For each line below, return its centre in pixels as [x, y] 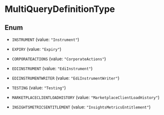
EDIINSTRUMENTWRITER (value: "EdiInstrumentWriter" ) [66, 78]
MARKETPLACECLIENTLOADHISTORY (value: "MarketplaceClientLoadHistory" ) [86, 97]
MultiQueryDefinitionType [60, 9]
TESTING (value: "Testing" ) [39, 88]
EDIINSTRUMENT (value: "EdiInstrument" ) [52, 68]
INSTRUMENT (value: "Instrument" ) [45, 39]
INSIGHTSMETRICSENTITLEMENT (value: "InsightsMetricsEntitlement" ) [81, 107]
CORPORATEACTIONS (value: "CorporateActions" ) [59, 59]
